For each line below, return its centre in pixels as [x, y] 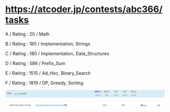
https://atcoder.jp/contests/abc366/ [84, 9]
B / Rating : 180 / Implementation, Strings [48, 43]
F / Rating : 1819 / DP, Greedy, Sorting [44, 83]
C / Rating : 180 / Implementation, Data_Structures [57, 53]
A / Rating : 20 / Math [27, 34]
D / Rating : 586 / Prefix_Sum [35, 63]
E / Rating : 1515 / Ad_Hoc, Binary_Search [48, 73]
